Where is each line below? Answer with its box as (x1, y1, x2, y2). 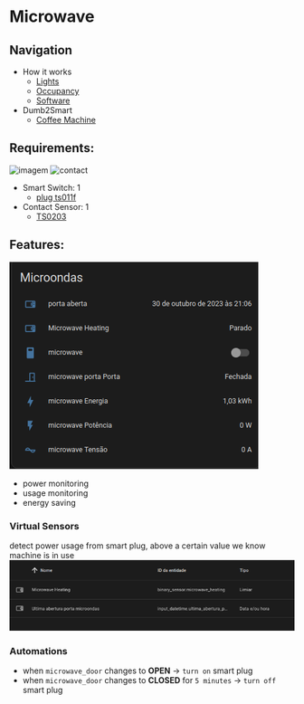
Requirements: (9, 140, 95, 156)
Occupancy (35, 86, 80, 96)
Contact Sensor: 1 (22, 201, 89, 212)
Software (35, 95, 71, 106)
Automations (9, 644, 68, 657)
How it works (22, 66, 72, 77)
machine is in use (9, 549, 75, 560)
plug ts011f (35, 192, 77, 203)
